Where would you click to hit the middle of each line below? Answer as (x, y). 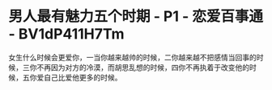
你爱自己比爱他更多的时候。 (76, 77)
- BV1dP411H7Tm (66, 34)
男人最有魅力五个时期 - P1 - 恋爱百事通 (136, 16)
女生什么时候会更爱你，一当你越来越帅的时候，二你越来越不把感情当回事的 (132, 57)
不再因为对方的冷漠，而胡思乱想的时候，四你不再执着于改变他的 (142, 67)
